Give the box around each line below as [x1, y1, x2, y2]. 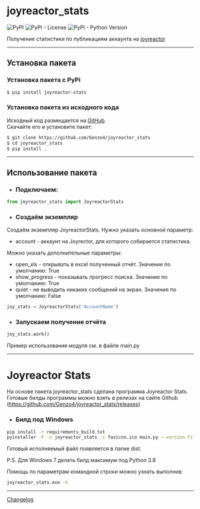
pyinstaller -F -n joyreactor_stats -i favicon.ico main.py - [7, 434, 164, 440]
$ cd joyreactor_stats [7, 140, 63, 146]
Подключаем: [15, 185, 59, 193]
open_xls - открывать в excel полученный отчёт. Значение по [15, 261, 171, 268]
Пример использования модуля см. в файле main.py [7, 342, 140, 349]
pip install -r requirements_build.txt [7, 429, 106, 435]
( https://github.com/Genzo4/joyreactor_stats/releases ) [7, 400, 141, 408]
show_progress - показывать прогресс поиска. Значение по [15, 273, 168, 281]
